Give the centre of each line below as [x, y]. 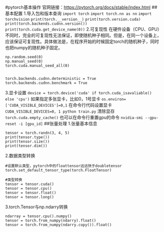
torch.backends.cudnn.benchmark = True [46, 83]
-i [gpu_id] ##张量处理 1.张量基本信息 [58, 123]
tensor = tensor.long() [30, 197]
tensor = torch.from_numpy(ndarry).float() [51, 221]
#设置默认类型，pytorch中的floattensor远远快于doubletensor [64, 166]
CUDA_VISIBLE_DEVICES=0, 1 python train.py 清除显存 [60, 111]
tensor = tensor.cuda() [30, 184]
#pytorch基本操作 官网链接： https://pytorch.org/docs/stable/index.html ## [81, 7]
